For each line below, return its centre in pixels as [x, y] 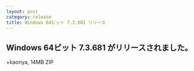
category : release [29, 17]
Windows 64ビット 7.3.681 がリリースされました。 [99, 48]
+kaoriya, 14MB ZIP [30, 62]
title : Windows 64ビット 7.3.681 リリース [56, 22]
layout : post [22, 11]
